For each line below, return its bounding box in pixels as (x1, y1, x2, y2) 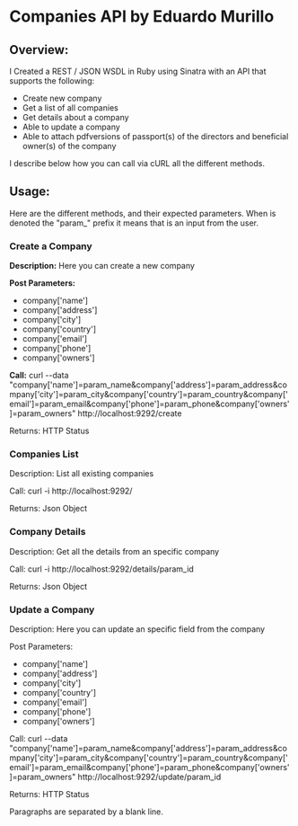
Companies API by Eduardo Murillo (9, 6, 275, 27)
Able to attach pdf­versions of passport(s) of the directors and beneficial (22, 131, 289, 141)
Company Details (9, 526, 86, 538)
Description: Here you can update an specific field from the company (9, 624, 266, 635)
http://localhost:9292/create (77, 408, 182, 419)
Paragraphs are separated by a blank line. (9, 806, 164, 817)
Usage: (9, 184, 51, 200)
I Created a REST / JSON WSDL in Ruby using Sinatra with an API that (9, 66, 267, 76)
